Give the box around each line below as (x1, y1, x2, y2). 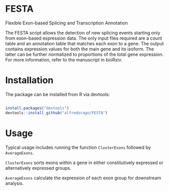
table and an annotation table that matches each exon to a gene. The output (5, 40, 164, 46)
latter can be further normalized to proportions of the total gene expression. (5, 51, 164, 57)
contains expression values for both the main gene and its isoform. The (5, 46, 154, 52)
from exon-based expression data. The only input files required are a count (5, 35, 162, 41)
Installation (5, 75, 54, 86)
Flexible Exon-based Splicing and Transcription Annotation (5, 20, 128, 26)
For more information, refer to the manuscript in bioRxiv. (5, 56, 123, 62)
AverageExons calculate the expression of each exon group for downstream (5, 175, 161, 181)
